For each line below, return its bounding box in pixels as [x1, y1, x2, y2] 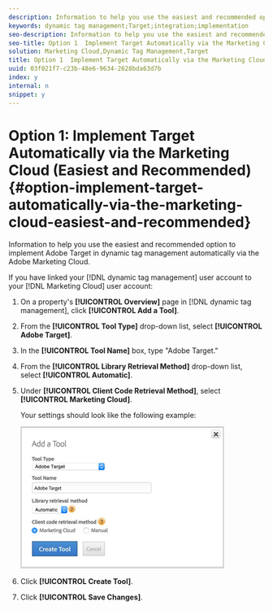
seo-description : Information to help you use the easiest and [8, 30, 227, 38]
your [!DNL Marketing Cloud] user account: [8, 281, 153, 291]
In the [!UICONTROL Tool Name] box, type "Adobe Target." [19, 346, 219, 355]
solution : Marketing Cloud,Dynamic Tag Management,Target [8, 47, 209, 56]
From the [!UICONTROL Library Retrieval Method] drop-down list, [19, 362, 243, 372]
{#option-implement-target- [8, 178, 204, 197]
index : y [8, 73, 38, 81]
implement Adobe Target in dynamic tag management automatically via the [8, 248, 260, 258]
